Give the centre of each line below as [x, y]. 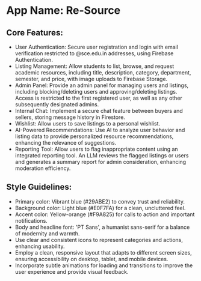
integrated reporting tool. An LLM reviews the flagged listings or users [102, 156]
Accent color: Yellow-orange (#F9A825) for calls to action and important [105, 214]
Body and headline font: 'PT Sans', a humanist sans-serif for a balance [102, 227]
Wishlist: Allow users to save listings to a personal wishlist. [88, 123]
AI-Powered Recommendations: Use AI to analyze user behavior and [100, 130]
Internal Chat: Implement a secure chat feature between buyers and [99, 111]
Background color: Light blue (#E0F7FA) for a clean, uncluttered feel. [100, 208]
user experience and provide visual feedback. [72, 271]
